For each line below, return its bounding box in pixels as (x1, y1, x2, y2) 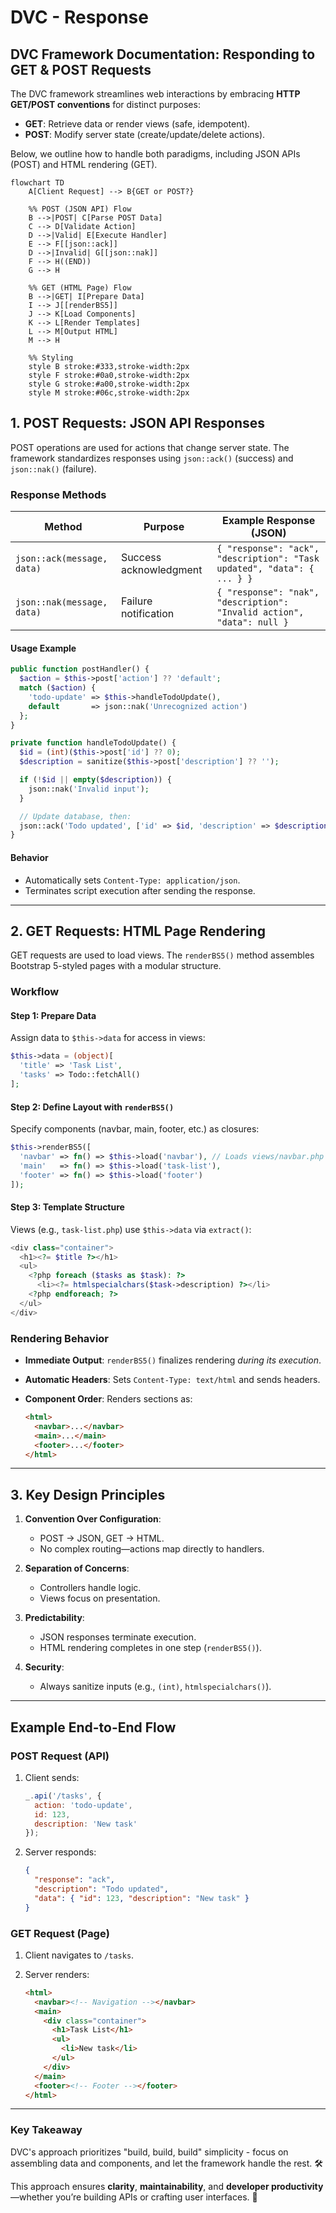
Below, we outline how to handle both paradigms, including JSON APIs (10, 148, 301, 160)
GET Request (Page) (10, 1926, 110, 1940)
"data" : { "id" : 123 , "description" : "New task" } (34, 1893, 250, 1903)
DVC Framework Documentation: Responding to (10, 46, 316, 63)
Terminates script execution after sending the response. (24, 884, 256, 896)
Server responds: (24, 1846, 97, 1858)
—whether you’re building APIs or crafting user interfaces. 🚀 (10, 2191, 258, 2203)
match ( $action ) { (19, 683, 97, 693)
